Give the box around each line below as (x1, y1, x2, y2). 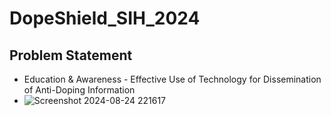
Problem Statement (9, 47, 133, 64)
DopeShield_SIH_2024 (9, 7, 201, 30)
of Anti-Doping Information (23, 84, 136, 96)
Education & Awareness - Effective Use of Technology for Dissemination (23, 73, 322, 85)
